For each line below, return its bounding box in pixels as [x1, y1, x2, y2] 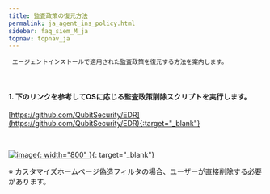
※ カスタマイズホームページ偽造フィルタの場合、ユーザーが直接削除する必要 [8, 167, 263, 176]
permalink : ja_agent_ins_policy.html [8, 19, 136, 27]
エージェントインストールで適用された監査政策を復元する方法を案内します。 [11, 58, 228, 66]
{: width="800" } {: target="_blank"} [36, 150, 155, 160]
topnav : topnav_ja [8, 34, 70, 43]
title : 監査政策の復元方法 [8, 11, 89, 20]
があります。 [8, 177, 51, 187]
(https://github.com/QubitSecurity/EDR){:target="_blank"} [8, 119, 200, 129]
